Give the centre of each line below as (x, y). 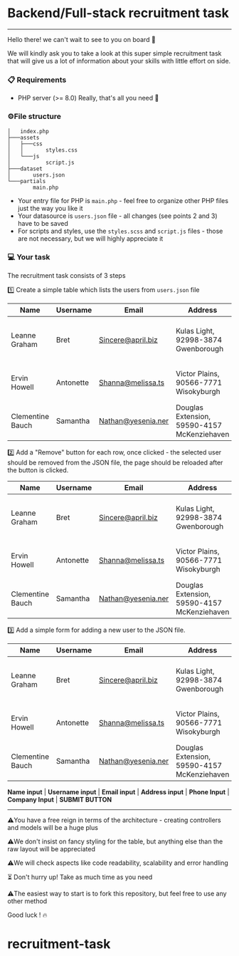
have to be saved (43, 223)
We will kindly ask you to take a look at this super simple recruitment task (115, 53)
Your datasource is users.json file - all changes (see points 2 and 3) (118, 216)
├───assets (23, 137)
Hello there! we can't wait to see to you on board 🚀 (82, 39)
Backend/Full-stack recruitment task (118, 13)
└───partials (27, 181)
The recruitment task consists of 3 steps (67, 275)
